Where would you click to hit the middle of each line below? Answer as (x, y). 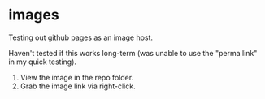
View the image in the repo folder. (77, 77)
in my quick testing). (43, 62)
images (34, 15)
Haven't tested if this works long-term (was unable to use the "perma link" (133, 53)
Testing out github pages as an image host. (80, 37)
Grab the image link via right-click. (78, 86)
